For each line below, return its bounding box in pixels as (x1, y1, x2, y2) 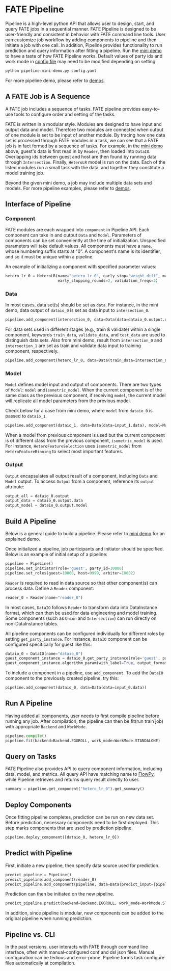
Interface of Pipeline (5, 200, 71, 208)
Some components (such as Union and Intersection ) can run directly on (5, 615, 157, 621)
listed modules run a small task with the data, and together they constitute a (5, 164, 164, 170)
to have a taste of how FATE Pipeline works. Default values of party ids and (5, 53, 163, 59)
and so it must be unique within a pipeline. (5, 254, 94, 260)
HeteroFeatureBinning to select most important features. (5, 449, 123, 455)
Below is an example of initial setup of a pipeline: (5, 552, 108, 558)
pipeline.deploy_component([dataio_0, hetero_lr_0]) (5, 835, 120, 840)
